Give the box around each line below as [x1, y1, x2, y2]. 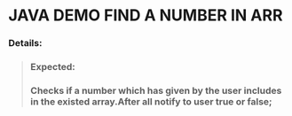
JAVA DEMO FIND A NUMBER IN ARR [8, 5, 283, 26]
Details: [8, 37, 43, 50]
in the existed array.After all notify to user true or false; [29, 95, 272, 107]
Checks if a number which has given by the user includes [29, 84, 282, 97]
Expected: [29, 61, 76, 73]
